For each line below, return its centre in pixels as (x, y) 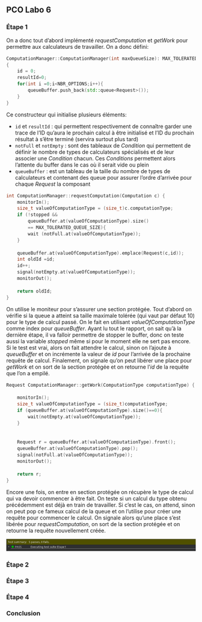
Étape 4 (18, 597)
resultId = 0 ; (32, 78)
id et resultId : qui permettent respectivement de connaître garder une (103, 126)
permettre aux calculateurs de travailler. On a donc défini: (78, 46)
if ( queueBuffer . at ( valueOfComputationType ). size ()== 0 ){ (90, 411)
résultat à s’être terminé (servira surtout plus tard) (77, 139)
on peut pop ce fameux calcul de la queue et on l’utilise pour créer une (94, 511)
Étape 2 (17, 565)
